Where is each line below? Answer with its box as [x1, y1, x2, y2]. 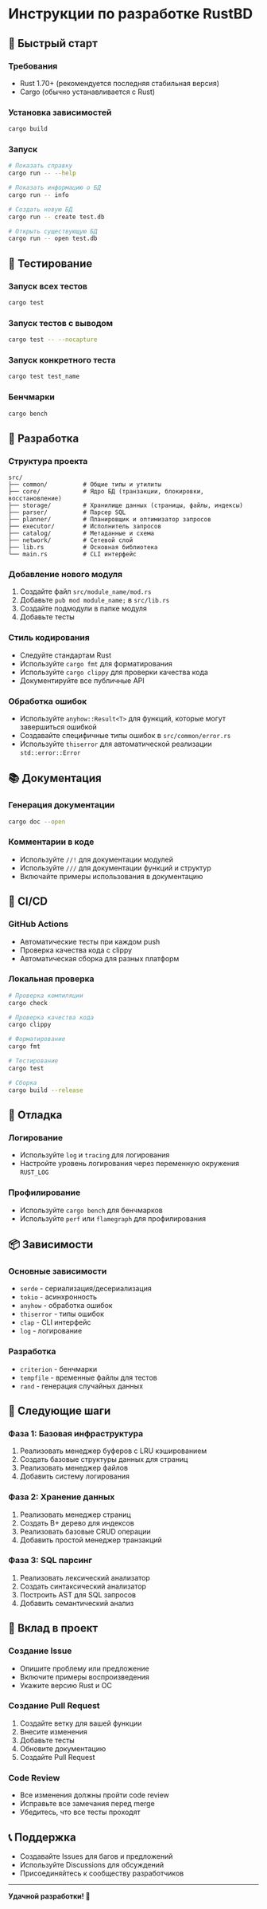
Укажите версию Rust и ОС [19, 1680, 113, 1690]
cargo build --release [8, 1086, 83, 1094]
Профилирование [8, 1187, 81, 1198]
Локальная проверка [8, 973, 95, 984]
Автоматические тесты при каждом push [19, 937, 161, 946]
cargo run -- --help [8, 169, 77, 178]
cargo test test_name [8, 372, 80, 381]
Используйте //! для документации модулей [19, 854, 173, 864]
